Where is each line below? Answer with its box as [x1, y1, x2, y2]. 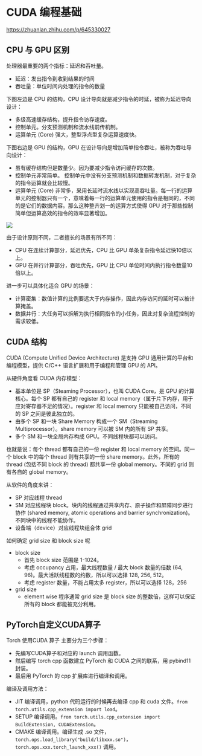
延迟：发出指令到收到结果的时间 [14, 75, 95, 82]
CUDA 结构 [6, 337, 47, 347]
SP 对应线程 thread [14, 494, 63, 501]
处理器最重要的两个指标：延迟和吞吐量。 [6, 62, 107, 69]
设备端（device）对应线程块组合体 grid [14, 524, 112, 531]
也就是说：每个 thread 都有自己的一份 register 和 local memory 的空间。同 [6, 445, 190, 453]
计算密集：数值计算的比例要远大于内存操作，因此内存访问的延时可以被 [14, 294, 190, 302]
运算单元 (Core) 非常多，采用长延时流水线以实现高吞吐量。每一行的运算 [14, 187, 193, 194]
